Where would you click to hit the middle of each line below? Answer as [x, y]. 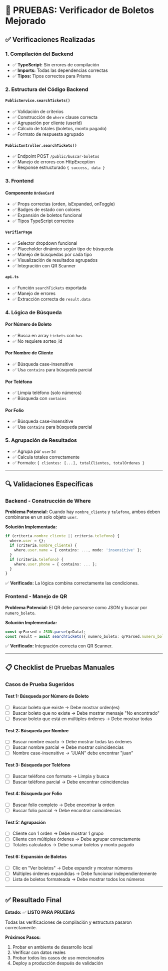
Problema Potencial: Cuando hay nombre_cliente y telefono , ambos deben [83, 512]
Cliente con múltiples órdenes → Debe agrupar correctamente [76, 839]
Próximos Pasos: [23, 937]
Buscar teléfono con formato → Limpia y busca [61, 776]
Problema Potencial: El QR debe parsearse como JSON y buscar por [76, 607]
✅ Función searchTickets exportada [49, 287]
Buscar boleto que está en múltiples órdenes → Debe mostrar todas [82, 719]
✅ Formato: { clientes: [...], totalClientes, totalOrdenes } [78, 462]
